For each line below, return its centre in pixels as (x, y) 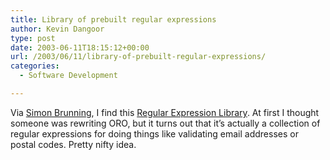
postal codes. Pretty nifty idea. (73, 144)
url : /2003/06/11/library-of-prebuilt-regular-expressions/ (138, 57)
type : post (33, 38)
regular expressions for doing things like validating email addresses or (154, 133)
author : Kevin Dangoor (57, 29)
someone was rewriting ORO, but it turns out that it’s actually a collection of (165, 123)
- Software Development (68, 76)
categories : (35, 66)
